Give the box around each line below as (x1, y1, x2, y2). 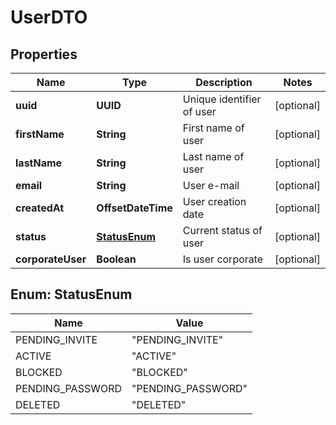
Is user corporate (182, 252, 264, 266)
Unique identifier (182, 92, 262, 106)
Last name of (182, 150, 245, 163)
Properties (10, 46, 78, 63)
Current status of (182, 224, 263, 237)
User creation (182, 195, 247, 208)
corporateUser (15, 252, 87, 266)
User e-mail (182, 179, 240, 192)
